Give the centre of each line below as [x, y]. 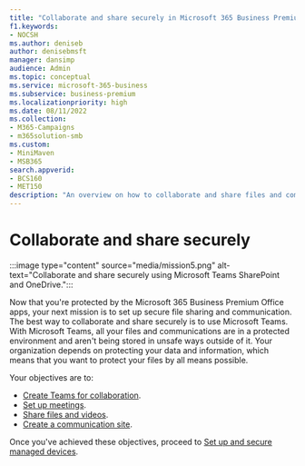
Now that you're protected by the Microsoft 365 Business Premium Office [147, 302]
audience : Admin [40, 69]
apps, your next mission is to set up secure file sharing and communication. [151, 312]
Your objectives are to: [51, 377]
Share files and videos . [65, 414]
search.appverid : [42, 170]
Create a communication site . [78, 424]
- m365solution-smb [46, 136]
